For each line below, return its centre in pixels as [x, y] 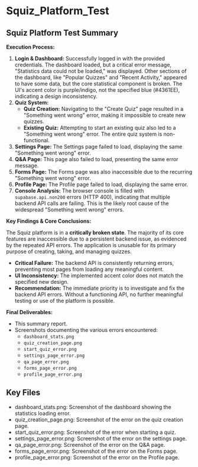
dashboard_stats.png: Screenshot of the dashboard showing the [93, 407]
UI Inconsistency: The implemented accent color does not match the [99, 276]
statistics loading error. [43, 413]
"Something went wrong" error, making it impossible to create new [105, 115]
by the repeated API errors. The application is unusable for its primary [91, 245]
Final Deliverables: [30, 312]
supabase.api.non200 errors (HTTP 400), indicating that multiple [92, 197]
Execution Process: [30, 47]
